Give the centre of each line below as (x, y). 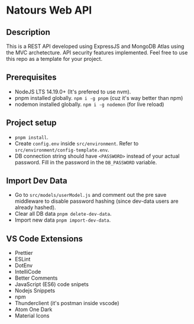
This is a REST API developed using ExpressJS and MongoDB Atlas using (95, 46)
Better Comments (36, 278)
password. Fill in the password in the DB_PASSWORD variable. (86, 162)
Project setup (32, 123)
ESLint (22, 259)
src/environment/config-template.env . (62, 150)
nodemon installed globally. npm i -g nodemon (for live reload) (89, 104)
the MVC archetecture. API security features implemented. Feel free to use (97, 53)
